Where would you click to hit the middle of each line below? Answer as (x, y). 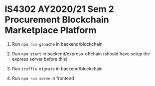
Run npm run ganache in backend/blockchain (57, 44)
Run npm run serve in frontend (43, 78)
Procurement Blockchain (57, 20)
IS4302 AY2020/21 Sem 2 (59, 9)
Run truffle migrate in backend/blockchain (57, 69)
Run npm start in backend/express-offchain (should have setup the (81, 54)
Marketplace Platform (51, 30)
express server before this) (40, 59)
